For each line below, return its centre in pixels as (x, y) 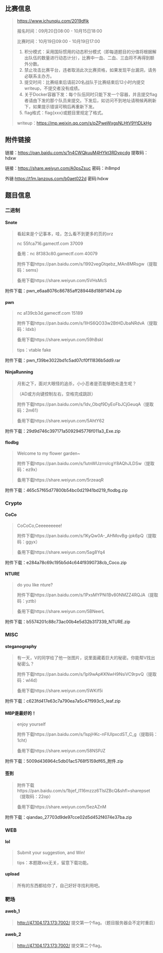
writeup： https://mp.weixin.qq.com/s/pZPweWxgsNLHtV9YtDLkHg (84, 123)
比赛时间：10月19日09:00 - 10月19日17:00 (58, 41)
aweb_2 (13, 934)
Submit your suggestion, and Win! (51, 852)
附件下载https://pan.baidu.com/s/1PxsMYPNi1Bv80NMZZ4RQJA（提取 (88, 595)
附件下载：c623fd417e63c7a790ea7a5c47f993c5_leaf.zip (63, 701)
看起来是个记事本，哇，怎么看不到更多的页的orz (65, 234)
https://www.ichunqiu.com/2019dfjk (53, 20)
